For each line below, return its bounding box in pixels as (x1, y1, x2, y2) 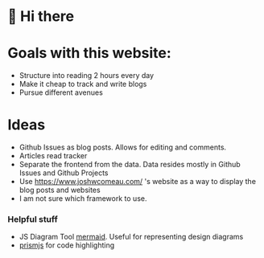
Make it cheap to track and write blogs (19, 80, 147, 89)
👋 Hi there (7, 7, 74, 26)
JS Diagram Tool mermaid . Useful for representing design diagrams (19, 232, 244, 242)
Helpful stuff (7, 213, 58, 224)
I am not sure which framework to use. (19, 194, 147, 203)
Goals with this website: (7, 44, 172, 63)
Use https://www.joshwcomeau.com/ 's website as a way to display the (19, 177, 257, 186)
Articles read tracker (19, 151, 88, 161)
